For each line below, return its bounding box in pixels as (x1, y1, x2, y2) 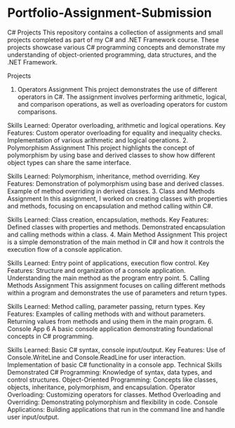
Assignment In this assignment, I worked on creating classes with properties (7, 194, 228, 203)
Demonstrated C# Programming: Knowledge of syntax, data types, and (7, 368, 213, 376)
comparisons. (17, 107, 58, 116)
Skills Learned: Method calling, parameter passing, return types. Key (7, 302, 206, 310)
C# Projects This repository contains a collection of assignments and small (7, 28, 223, 36)
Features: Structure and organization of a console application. (7, 266, 186, 274)
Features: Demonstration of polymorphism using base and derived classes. (7, 179, 224, 187)
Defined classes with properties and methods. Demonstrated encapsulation (7, 222, 226, 231)
